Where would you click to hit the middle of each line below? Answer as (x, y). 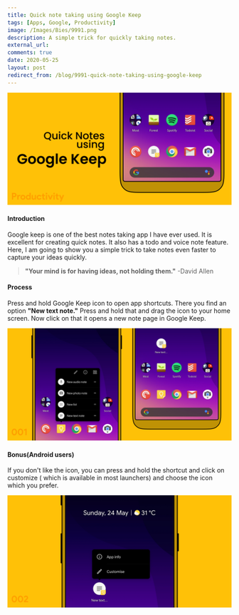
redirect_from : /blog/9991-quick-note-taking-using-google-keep (105, 75)
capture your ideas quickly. (47, 257)
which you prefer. (33, 485)
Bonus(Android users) (41, 454)
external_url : (28, 45)
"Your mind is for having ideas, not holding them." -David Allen (119, 271)
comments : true (30, 53)
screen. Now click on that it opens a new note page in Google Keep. (107, 319)
